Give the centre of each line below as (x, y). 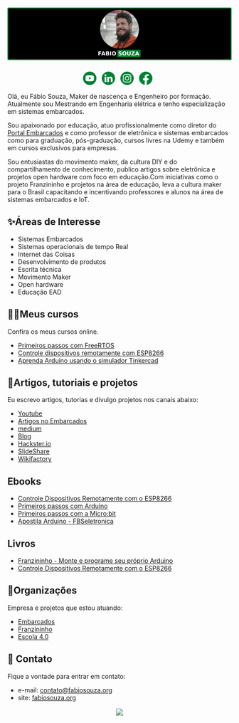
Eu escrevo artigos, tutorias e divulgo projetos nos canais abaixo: (103, 400)
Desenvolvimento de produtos (62, 262)
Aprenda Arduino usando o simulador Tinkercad (88, 360)
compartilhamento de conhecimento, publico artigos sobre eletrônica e (111, 169)
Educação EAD (39, 292)
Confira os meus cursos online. (53, 332)
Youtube (30, 413)
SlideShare (33, 451)
